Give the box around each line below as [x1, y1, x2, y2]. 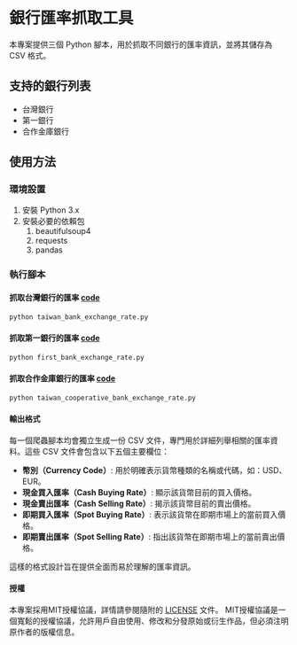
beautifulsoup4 [35, 226, 91, 237]
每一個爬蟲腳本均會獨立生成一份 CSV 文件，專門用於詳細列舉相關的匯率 [9, 435, 270, 446]
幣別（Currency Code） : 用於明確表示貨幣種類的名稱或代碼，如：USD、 [21, 464, 287, 475]
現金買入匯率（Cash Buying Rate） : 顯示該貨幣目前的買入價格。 [21, 486, 257, 497]
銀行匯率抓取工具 [9, 8, 135, 28]
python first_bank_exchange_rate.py [9, 353, 145, 361]
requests [35, 236, 68, 246]
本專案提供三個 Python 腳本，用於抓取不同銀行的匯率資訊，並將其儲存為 [9, 39, 273, 50]
